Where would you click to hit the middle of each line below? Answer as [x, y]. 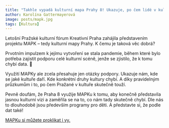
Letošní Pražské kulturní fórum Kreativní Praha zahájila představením [76, 38]
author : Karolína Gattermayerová [40, 15]
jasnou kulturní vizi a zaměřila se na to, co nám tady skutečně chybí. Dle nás [84, 100]
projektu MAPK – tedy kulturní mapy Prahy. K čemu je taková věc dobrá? [80, 44]
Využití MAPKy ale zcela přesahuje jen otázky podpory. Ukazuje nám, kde [82, 74]
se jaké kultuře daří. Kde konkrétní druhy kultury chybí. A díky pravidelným [82, 79]
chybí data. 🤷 [19, 64]
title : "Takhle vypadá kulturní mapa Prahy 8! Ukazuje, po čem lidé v [81, 10]
